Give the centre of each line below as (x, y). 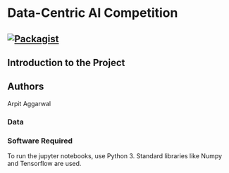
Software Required (40, 141)
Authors (26, 87)
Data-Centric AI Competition (93, 13)
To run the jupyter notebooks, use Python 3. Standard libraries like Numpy (115, 156)
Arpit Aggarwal (29, 103)
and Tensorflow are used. (44, 164)
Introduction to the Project (66, 62)
